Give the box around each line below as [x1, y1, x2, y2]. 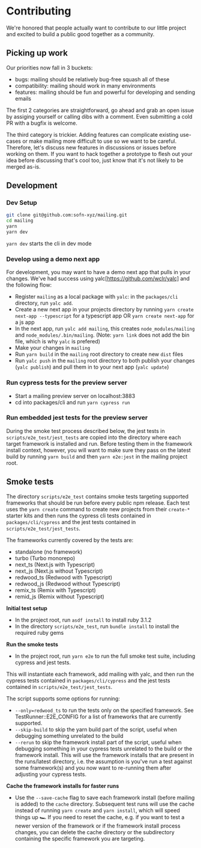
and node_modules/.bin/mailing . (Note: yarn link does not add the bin [14, 331, 190, 338]
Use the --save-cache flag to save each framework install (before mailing [14, 794, 195, 801]
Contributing [6, 4, 71, 18]
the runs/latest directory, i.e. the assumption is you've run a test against [14, 758, 193, 765]
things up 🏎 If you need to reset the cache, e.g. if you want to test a [14, 813, 185, 820]
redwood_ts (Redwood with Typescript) [14, 573, 113, 581]
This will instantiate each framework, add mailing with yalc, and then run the [6, 670, 194, 678]
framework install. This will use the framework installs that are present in [14, 751, 194, 758]
